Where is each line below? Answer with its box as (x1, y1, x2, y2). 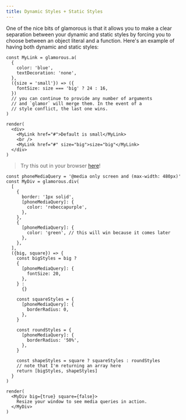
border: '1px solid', (21, 194, 75, 199)
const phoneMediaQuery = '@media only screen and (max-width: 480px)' (6, 173, 181, 179)
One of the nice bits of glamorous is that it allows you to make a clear (6, 25, 172, 32)
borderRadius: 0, (27, 307, 69, 312)
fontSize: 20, (27, 270, 61, 277)
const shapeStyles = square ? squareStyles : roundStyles (16, 357, 160, 363)
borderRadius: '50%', (27, 337, 80, 343)
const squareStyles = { (16, 296, 75, 302)
